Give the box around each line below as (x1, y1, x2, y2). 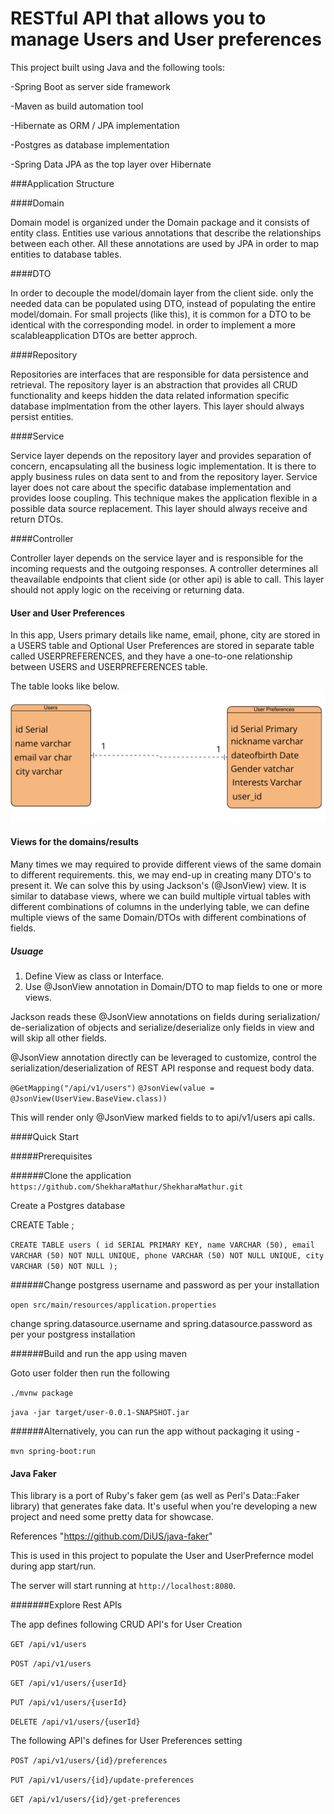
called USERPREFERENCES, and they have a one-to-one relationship (10, 650, 293, 662)
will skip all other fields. (10, 1032, 107, 1044)
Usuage (10, 945, 44, 957)
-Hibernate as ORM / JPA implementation (10, 119, 180, 131)
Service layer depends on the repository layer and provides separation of (10, 449, 312, 461)
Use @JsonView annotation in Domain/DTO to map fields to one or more (24, 980, 323, 992)
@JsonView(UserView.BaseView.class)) (10, 1093, 168, 1104)
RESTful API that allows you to (10, 7, 267, 30)
